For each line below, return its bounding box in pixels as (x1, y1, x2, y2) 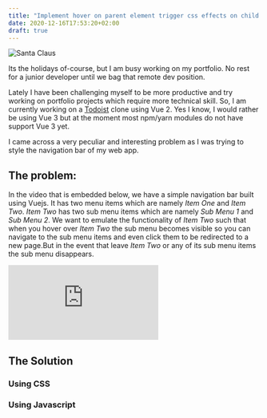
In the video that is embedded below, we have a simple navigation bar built (8, 190, 254, 199)
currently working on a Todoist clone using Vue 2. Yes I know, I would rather (8, 104, 259, 114)
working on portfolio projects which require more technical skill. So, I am (8, 97, 246, 106)
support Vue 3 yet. (8, 121, 70, 132)
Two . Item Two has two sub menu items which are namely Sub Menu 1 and (8, 207, 254, 216)
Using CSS (8, 378, 50, 389)
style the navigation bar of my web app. (8, 145, 139, 156)
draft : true (8, 26, 48, 34)
